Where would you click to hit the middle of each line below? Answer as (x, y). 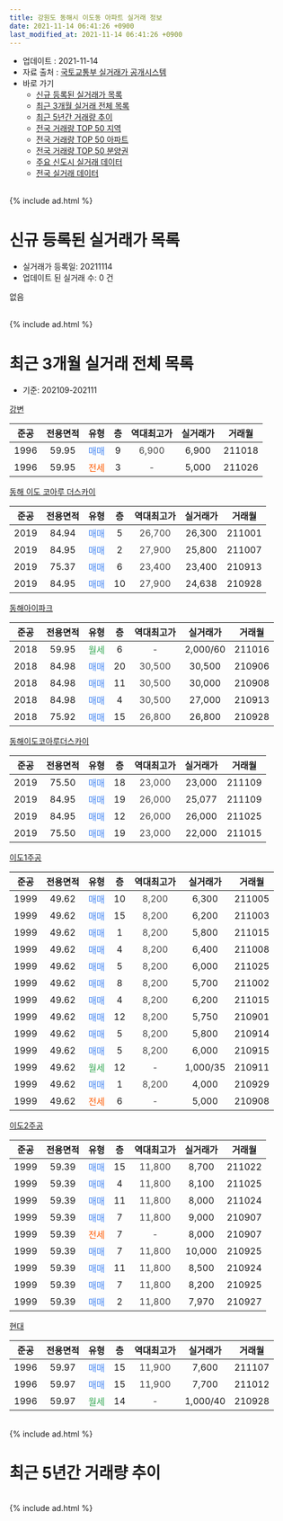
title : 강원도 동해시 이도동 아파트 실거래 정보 (86, 18)
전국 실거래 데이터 (67, 173)
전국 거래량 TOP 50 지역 (78, 129)
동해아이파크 (31, 609)
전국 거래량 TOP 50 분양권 (82, 151)
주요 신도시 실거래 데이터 (79, 162)
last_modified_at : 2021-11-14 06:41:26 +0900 (96, 34)
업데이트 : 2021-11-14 (60, 61)
